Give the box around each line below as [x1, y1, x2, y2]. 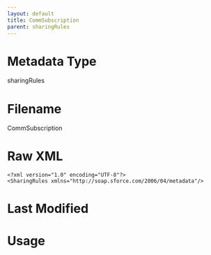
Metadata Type [7, 53, 97, 69]
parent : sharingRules [7, 23, 70, 30]
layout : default [7, 10, 54, 17]
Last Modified [7, 201, 89, 217]
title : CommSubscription [7, 17, 79, 24]
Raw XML [7, 148, 63, 164]
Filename [7, 101, 62, 117]
